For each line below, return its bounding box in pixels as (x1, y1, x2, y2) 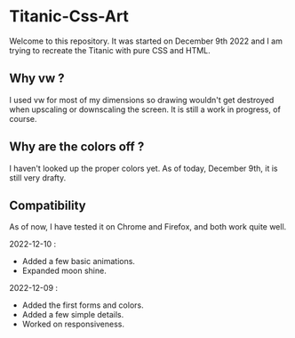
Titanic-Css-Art (9, 6, 129, 27)
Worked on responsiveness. (21, 318, 125, 330)
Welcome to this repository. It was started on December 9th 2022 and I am (9, 36, 283, 46)
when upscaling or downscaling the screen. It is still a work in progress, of (9, 104, 282, 115)
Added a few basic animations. (21, 256, 136, 267)
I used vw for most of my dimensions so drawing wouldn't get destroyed (9, 94, 275, 105)
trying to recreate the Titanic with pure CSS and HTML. (9, 44, 211, 55)
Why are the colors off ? (9, 140, 145, 155)
